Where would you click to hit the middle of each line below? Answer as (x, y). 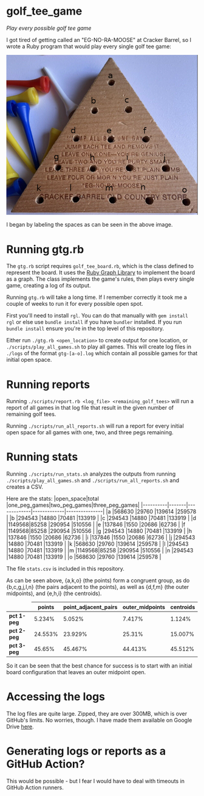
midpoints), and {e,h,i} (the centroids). (54, 593)
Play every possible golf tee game (49, 28)
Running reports (48, 384)
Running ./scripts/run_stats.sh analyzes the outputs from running (91, 474)
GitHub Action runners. (35, 787)
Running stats (42, 457)
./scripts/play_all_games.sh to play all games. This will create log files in (99, 347)
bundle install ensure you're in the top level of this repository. (85, 329)
